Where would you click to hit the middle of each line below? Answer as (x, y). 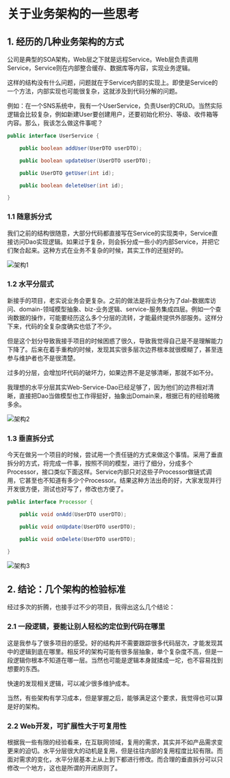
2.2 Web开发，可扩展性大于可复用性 (67, 726)
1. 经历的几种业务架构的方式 (66, 42)
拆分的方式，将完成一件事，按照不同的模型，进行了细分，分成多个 (100, 464)
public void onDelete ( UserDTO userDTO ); (78, 539)
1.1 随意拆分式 (29, 217)
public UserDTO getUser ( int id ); (67, 173)
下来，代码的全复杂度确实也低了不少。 (61, 326)
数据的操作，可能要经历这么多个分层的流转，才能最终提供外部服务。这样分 (118, 317)
